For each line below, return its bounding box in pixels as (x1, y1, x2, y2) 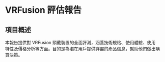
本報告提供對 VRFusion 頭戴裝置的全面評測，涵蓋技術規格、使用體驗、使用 (5, 40, 156, 45)
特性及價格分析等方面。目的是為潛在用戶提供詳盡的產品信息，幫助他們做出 (5, 46, 156, 52)
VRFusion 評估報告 (5, 4, 82, 16)
